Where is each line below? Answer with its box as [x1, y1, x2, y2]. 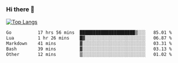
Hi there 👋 [6, 5, 35, 13]
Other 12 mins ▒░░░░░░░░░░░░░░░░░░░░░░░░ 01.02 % [6, 51, 172, 57]
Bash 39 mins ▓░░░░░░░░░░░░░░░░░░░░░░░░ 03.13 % [6, 46, 172, 52]
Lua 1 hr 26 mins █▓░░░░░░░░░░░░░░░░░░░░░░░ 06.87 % [6, 35, 172, 41]
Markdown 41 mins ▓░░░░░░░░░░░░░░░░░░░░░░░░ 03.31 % [6, 41, 172, 47]
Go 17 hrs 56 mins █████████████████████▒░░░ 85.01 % [6, 30, 172, 36]
